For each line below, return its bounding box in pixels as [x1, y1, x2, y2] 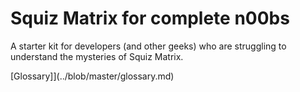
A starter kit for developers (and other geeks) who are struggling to [10, 40, 287, 52]
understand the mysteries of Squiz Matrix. [10, 50, 184, 62]
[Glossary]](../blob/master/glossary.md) [10, 70, 175, 82]
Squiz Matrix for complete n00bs [10, 7, 290, 30]
